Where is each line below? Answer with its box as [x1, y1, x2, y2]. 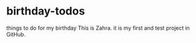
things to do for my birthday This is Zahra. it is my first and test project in [6, 24, 190, 31]
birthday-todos [6, 4, 85, 18]
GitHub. [6, 30, 26, 38]
